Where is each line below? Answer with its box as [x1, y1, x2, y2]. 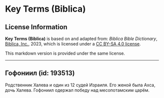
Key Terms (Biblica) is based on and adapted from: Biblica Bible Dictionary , [5, 36, 158, 41]
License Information [5, 23, 67, 31]
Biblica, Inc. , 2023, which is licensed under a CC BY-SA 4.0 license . [5, 41, 141, 47]
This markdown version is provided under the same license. [5, 50, 125, 56]
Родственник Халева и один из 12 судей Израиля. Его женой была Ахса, [5, 82, 156, 88]
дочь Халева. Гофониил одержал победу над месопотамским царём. [5, 87, 150, 93]
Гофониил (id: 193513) [5, 69, 75, 78]
